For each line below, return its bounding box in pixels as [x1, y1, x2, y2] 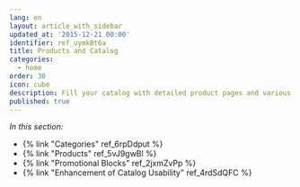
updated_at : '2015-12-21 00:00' [9, 30, 130, 39]
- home [17, 64, 42, 73]
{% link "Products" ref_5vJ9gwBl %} [22, 148, 157, 159]
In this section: [9, 121, 64, 132]
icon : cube [9, 80, 50, 89]
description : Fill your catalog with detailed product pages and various [9, 88, 292, 97]
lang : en [9, 13, 42, 22]
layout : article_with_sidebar [9, 22, 123, 31]
